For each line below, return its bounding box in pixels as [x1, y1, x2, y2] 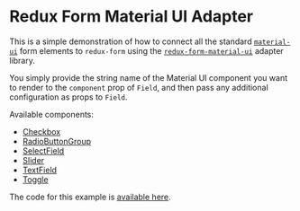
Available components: [9, 109, 95, 119]
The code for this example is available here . [9, 191, 171, 202]
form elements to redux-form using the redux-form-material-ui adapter [19, 45, 284, 56]
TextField [22, 164, 57, 175]
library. [9, 55, 36, 66]
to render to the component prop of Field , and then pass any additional [9, 82, 268, 92]
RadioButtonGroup [22, 136, 92, 146]
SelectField [22, 145, 65, 156]
